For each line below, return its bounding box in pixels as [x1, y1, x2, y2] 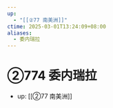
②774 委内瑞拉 [7, 68, 97, 84]
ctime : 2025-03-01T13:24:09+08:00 [7, 23, 107, 30]
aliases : [7, 29, 32, 37]
